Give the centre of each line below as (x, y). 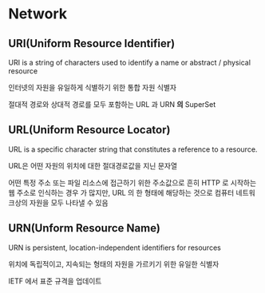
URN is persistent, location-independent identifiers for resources (115, 247)
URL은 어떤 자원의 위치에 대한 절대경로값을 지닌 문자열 (93, 165)
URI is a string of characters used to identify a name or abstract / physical (130, 62)
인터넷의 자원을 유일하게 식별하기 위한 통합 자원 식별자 (93, 87)
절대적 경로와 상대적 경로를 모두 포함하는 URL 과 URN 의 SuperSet (112, 104)
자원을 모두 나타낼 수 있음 (69, 202)
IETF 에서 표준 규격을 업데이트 (55, 281)
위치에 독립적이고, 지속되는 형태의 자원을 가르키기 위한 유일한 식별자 (114, 263)
